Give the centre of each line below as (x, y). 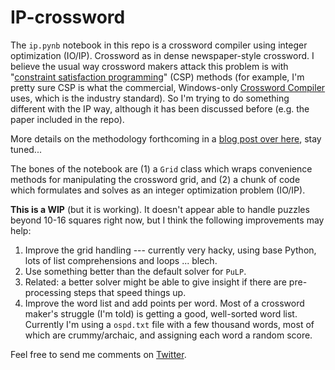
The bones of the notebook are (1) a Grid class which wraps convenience (161, 168)
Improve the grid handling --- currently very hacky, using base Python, (170, 250)
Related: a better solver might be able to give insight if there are (155, 282)
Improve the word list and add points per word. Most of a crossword (164, 303)
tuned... (26, 149)
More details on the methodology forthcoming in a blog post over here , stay (166, 138)
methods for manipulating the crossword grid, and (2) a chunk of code (155, 179)
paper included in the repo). (67, 119)
